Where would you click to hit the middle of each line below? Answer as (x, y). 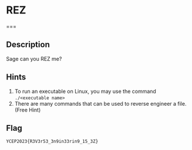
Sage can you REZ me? (34, 58)
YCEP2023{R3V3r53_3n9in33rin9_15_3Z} (52, 142)
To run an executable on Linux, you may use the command (85, 91)
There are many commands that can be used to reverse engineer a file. (100, 103)
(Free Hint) (28, 110)
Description (28, 45)
